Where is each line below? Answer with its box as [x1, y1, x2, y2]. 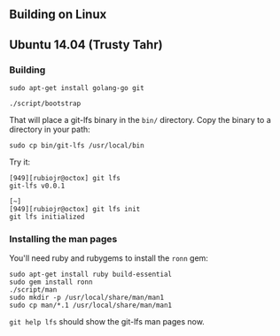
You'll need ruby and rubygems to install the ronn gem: [9, 253, 208, 263]
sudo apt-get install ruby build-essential [9, 270, 173, 279]
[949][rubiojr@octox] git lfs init [9, 205, 141, 214]
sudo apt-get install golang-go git [9, 84, 144, 93]
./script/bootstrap [9, 99, 82, 109]
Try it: [9, 157, 31, 167]
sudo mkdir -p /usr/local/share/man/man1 [9, 294, 165, 302]
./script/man [9, 286, 58, 294]
